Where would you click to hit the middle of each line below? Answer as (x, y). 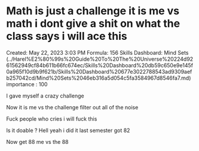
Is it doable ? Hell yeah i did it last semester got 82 (68, 130)
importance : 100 (27, 84)
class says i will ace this (67, 36)
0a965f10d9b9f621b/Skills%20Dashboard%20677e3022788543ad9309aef (99, 71)
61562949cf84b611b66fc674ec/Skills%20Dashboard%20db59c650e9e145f (99, 65)
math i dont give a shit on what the (93, 23)
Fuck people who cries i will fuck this (52, 119)
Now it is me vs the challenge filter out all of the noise (72, 107)
